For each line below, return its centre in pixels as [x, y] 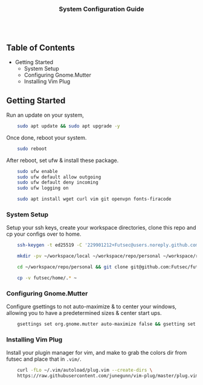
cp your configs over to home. [44, 234]
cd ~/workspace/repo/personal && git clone [73, 267]
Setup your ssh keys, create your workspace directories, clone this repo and [101, 228]
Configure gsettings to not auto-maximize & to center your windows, [92, 306]
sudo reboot [32, 149]
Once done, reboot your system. [47, 137]
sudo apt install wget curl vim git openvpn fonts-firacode [94, 199]
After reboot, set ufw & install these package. [63, 160]
